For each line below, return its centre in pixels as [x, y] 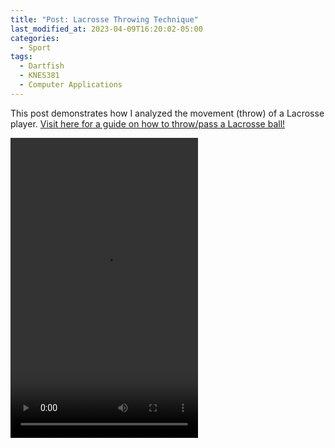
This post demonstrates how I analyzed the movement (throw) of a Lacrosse [167, 113]
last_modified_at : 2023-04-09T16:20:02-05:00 [106, 29]
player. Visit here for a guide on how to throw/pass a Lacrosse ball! [148, 123]
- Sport [35, 47]
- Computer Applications [71, 85]
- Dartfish [42, 66]
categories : [35, 38]
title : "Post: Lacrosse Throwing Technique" [104, 19]
